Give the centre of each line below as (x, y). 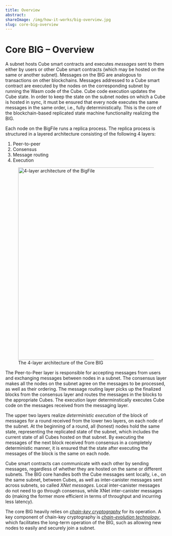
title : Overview (23, 10)
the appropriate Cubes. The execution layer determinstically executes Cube (85, 400)
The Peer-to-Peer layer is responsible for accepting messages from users (83, 373)
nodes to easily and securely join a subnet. (50, 528)
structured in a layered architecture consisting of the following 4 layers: (81, 134)
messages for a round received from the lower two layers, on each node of (84, 421)
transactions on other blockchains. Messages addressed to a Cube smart (82, 81)
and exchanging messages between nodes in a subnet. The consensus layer (86, 378)
